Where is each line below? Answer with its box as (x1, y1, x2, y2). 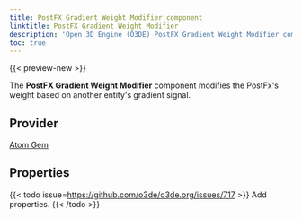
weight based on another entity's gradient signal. (9, 90, 191, 100)
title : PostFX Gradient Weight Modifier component (9, 13, 203, 22)
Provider (9, 116, 58, 131)
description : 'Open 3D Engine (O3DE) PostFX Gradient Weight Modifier (9, 30, 280, 39)
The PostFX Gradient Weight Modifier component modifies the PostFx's (9, 80, 279, 91)
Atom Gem (9, 140, 49, 151)
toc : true (9, 38, 47, 48)
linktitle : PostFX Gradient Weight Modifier (9, 22, 179, 31)
